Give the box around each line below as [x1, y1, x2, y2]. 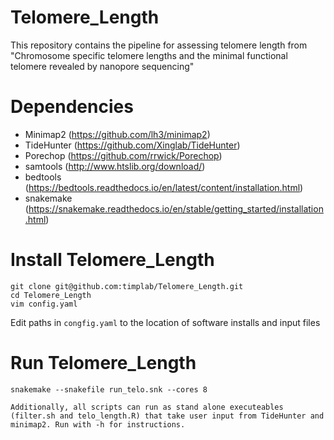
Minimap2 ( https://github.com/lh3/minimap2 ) [24, 128, 211, 140]
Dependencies [10, 96, 134, 118]
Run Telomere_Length [10, 352, 197, 374]
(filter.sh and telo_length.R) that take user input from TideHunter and [10, 411, 325, 421]
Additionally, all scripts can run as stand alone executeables [10, 402, 284, 412]
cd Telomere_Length [10, 290, 92, 300]
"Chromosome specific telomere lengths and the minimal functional [10, 49, 288, 61]
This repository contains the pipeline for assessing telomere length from [10, 39, 308, 51]
